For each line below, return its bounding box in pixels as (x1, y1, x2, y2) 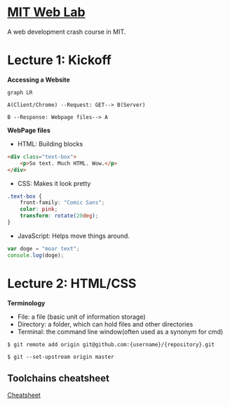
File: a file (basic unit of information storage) (17, 312, 146, 321)
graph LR (7, 89, 33, 96)
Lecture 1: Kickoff (7, 52, 112, 68)
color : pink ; (20, 205, 58, 213)
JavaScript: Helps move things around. (17, 231, 130, 240)
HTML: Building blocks (17, 139, 83, 148)
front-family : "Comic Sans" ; (20, 199, 105, 206)
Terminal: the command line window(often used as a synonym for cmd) (17, 327, 224, 336)
